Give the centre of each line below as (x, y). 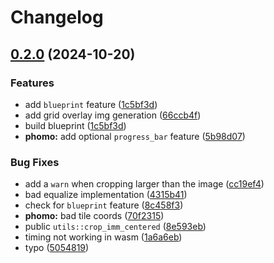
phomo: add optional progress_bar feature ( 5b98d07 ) (135, 136)
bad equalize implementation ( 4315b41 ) (106, 195)
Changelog (57, 17)
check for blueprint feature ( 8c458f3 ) (104, 205)
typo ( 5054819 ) (57, 248)
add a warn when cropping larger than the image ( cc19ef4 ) (144, 184)
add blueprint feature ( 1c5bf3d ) (91, 104)
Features (32, 83)
